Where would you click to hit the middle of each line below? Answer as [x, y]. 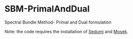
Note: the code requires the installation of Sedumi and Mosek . [66, 31]
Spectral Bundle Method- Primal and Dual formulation [58, 22]
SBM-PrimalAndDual [47, 9]
